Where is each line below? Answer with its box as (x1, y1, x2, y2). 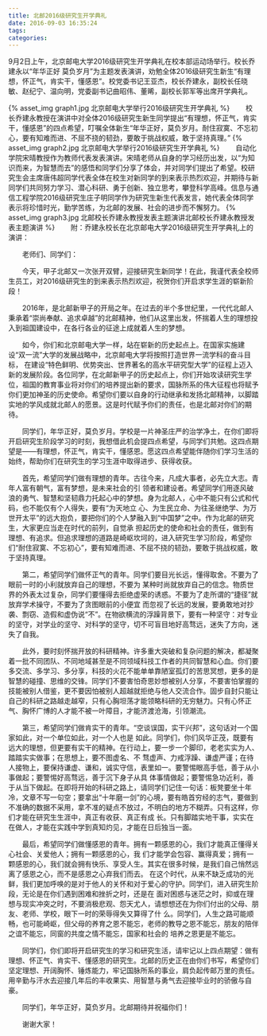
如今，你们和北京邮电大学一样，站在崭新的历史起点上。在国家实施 (21, 340, 238, 350)
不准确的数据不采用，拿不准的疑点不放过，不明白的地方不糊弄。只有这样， (8, 803, 252, 812)
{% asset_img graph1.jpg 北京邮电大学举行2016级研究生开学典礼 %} (8, 103, 230, 113)
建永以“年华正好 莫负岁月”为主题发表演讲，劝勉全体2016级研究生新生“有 (8, 67, 245, 76)
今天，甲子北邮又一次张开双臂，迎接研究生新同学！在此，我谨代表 (21, 267, 238, 276)
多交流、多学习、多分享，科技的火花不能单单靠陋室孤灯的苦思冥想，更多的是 (8, 666, 259, 676)
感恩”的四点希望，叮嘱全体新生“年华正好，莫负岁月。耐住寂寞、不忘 (29, 123, 252, 133)
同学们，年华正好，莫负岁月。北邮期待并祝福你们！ (21, 1003, 189, 1012)
